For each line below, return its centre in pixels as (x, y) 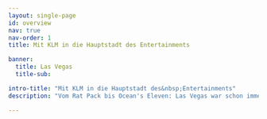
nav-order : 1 (30, 38)
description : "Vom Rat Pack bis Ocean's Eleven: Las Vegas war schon (126, 96)
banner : (21, 59)
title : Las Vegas (44, 67)
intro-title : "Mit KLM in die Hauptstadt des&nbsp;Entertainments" (122, 88)
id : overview (30, 23)
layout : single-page (43, 15)
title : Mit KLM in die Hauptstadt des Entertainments (99, 45)
